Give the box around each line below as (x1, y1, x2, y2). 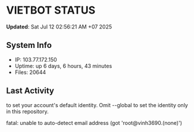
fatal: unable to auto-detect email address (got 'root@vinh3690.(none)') (6, 119, 183, 126)
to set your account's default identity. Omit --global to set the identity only (6, 101, 189, 108)
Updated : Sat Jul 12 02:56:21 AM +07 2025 (6, 23, 112, 30)
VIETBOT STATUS (6, 4, 96, 17)
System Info (6, 40, 52, 50)
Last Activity (6, 86, 55, 96)
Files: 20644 (14, 69, 46, 76)
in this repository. (6, 108, 49, 115)
